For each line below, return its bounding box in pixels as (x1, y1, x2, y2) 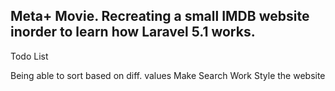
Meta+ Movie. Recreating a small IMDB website (10, 8, 310, 25)
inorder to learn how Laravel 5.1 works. (10, 24, 256, 41)
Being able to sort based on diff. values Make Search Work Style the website (10, 69, 326, 81)
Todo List (10, 50, 49, 62)
